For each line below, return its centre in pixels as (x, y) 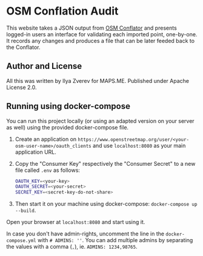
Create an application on (46, 139)
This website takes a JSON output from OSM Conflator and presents (92, 28)
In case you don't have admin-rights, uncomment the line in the (85, 234)
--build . (25, 211)
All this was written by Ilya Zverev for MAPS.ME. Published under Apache (98, 80)
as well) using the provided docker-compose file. (68, 127)
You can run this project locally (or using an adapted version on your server (101, 121)
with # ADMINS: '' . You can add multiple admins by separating (115, 240)
